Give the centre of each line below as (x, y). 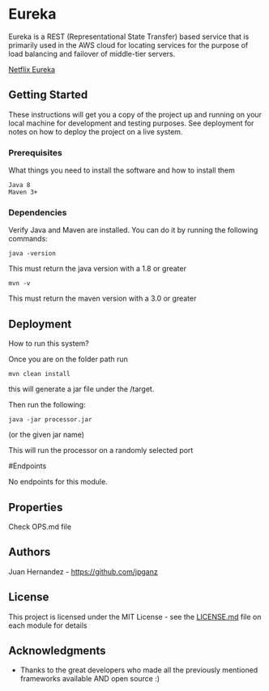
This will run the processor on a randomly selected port (101, 450)
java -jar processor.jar (50, 420)
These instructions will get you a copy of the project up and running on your (135, 114)
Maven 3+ (23, 192)
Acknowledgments (58, 650)
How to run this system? (49, 343)
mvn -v (19, 284)
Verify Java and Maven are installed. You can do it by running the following (133, 230)
